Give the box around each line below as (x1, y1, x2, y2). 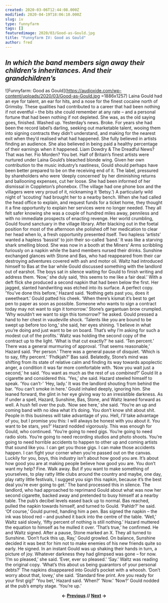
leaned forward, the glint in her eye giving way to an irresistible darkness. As (5, 391, 163, 397)
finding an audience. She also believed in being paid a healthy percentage (5, 141, 158, 147)
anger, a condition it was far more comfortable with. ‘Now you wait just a (5, 364, 154, 370)
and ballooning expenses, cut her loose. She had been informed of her (5, 178, 151, 184)
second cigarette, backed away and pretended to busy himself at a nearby (5, 492, 158, 498)
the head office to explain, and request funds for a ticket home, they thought (5, 199, 162, 206)
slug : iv (5, 17, 23, 22)
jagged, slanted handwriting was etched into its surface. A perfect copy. (5, 284, 154, 291)
